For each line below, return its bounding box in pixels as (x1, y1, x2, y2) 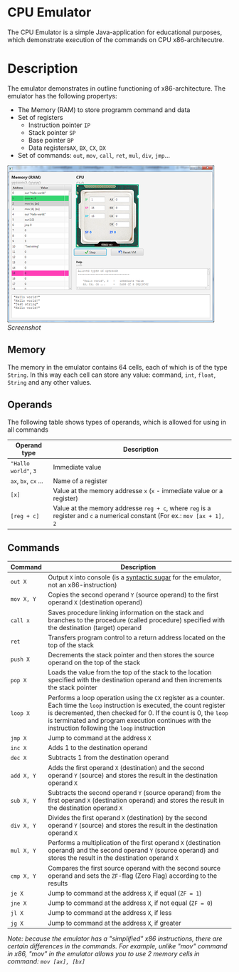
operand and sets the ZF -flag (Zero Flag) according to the (48, 871, 218, 880)
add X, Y (10, 772, 37, 779)
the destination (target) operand (48, 623, 142, 632)
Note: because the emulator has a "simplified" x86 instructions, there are (7, 934, 223, 943)
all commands (7, 425, 48, 434)
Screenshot (7, 323, 41, 332)
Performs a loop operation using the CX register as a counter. (48, 693, 225, 702)
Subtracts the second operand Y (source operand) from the (48, 788, 221, 796)
